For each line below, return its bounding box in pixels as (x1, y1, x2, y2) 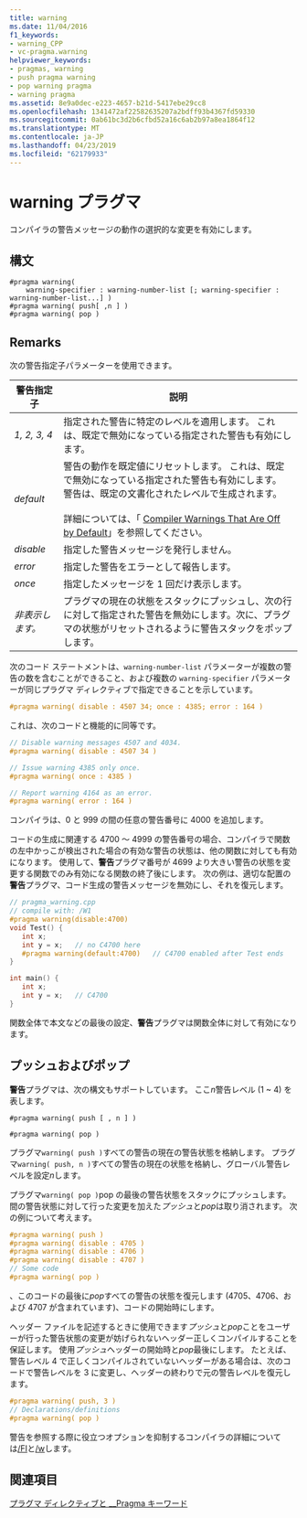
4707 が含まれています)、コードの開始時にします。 (26, 1301, 219, 1312)
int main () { (9, 974, 59, 983)
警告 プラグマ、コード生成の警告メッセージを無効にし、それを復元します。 (9, 880, 289, 891)
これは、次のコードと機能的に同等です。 (9, 720, 162, 732)
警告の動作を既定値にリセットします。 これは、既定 (63, 460, 285, 473)
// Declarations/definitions (9, 1405, 121, 1414)
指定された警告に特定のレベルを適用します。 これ (63, 415, 276, 428)
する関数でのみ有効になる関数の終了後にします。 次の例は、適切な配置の (16, 868, 291, 879)
